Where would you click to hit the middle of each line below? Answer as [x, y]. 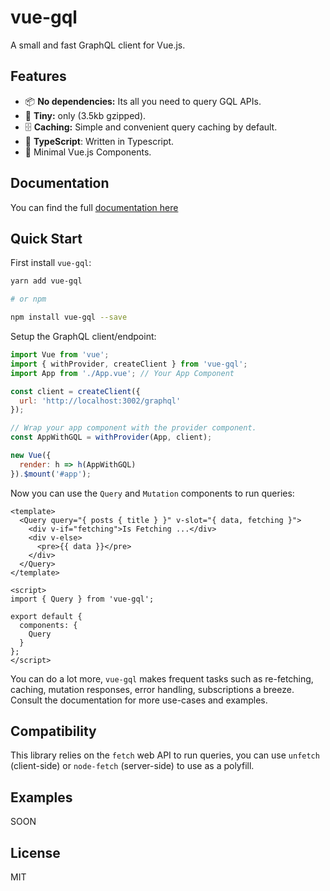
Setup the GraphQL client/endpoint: [83, 336]
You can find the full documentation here [94, 207]
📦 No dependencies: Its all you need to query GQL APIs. [143, 101]
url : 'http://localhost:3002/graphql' [100, 401]
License [35, 852]
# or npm [28, 299]
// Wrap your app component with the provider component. [133, 428]
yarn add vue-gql [46, 281]
